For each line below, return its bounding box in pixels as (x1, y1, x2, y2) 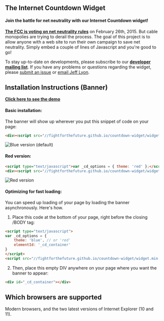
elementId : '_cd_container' (14, 242, 71, 248)
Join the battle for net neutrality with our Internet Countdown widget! (5, 17, 149, 23)
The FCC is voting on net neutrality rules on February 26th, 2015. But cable (5, 28, 158, 34)
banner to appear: (12, 270, 49, 276)
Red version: (5, 153, 32, 159)
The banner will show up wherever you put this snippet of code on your (5, 118, 149, 124)
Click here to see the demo (5, 96, 61, 102)
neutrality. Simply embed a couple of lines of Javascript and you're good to (5, 44, 157, 50)
